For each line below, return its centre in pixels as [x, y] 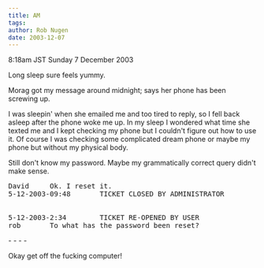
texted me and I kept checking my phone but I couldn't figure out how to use [132, 131]
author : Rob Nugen [38, 30]
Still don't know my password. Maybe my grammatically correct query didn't [132, 163]
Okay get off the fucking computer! [65, 256]
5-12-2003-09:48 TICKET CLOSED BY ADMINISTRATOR [116, 194]
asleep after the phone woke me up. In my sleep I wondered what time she [129, 122]
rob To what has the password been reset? [104, 226]
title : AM [24, 15]
